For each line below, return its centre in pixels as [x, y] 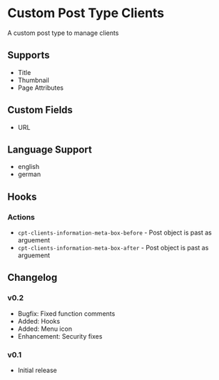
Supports [29, 55]
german [29, 174]
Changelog [32, 278]
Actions [21, 217]
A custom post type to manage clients [63, 33]
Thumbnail [34, 80]
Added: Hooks [39, 321]
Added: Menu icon [45, 329]
